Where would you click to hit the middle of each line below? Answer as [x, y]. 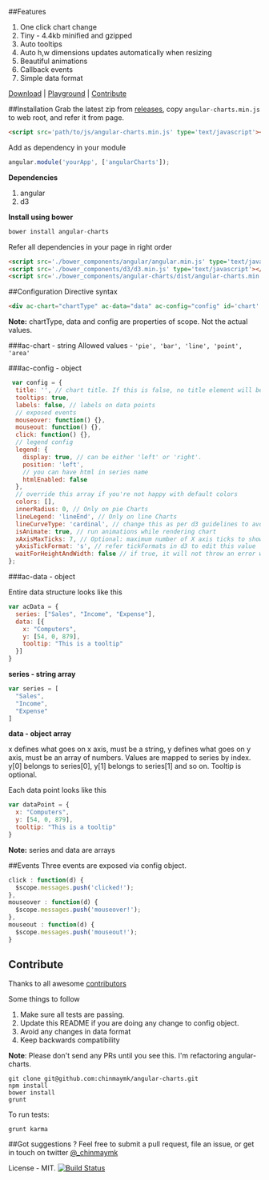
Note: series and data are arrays [62, 850]
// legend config [44, 442]
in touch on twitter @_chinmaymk [63, 1153]
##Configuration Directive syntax [63, 292]
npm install [28, 1086]
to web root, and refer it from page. [66, 118]
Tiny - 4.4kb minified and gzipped [76, 36]
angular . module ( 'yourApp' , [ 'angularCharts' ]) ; [89, 162]
